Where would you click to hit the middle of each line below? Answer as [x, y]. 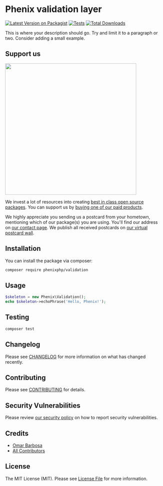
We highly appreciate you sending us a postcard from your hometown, [78, 217]
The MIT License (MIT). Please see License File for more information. [76, 478]
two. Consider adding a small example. [45, 38]
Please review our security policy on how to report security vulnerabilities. [81, 418]
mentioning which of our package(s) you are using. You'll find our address [81, 222]
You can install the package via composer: [49, 261]
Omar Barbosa [27, 445]
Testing [17, 317]
